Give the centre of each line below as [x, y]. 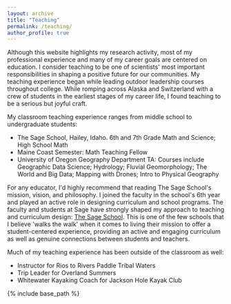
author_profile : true [38, 33]
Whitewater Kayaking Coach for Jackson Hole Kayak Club [100, 281]
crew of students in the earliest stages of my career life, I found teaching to [114, 97]
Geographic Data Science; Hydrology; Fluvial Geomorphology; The [112, 167]
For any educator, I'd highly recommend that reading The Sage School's [109, 188]
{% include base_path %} [43, 294]
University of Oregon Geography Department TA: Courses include [111, 160]
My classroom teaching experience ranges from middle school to [100, 117]
